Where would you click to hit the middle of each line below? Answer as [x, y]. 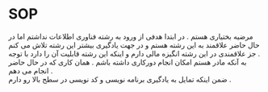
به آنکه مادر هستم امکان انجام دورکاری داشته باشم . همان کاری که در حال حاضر [128, 62]
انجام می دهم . [31, 70]
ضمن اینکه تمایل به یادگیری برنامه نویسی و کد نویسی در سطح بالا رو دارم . [120, 79]
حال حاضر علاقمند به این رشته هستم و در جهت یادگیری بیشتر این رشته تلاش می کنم [134, 44]
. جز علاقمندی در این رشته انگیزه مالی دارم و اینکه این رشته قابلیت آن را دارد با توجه [134, 53]
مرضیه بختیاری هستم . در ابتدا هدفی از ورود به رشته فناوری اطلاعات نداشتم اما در [131, 36]
